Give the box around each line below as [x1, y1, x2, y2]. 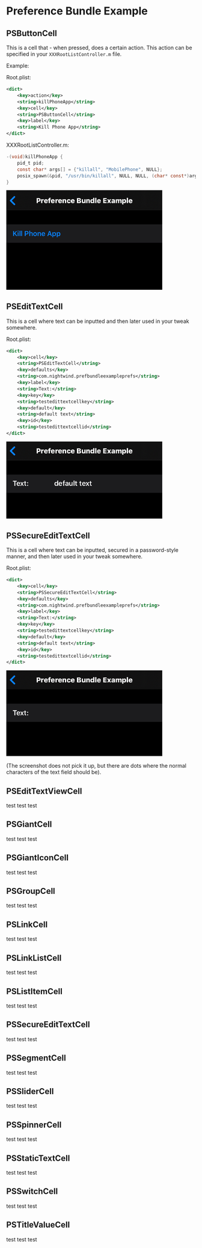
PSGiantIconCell [6, 852, 69, 863]
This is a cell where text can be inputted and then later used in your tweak [6, 317, 189, 325]
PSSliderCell [6, 1086, 54, 1097]
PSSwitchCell [6, 1186, 58, 1197]
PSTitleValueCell [6, 1220, 70, 1230]
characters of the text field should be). [6, 768, 102, 776]
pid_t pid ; [17, 160, 44, 166]
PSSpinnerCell [6, 1119, 62, 1130]
